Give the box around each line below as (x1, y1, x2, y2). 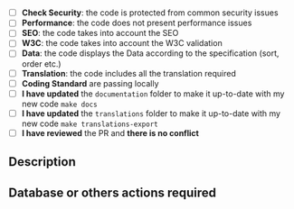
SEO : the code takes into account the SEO (21, 28, 179, 39)
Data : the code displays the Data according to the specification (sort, (21, 48, 280, 59)
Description (8, 154, 76, 169)
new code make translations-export (21, 118, 159, 129)
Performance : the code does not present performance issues (21, 17, 252, 29)
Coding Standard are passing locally (21, 77, 159, 88)
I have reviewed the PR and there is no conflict (21, 127, 200, 138)
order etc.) (21, 58, 62, 69)
